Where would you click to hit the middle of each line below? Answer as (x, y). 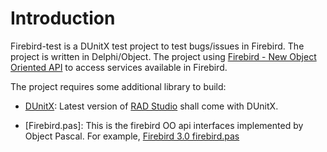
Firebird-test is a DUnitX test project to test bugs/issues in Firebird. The (157, 46)
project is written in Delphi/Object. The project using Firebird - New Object (163, 56)
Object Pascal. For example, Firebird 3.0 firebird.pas (132, 136)
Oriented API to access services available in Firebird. (119, 67)
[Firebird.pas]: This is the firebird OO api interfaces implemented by (164, 125)
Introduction (63, 18)
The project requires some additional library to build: (118, 86)
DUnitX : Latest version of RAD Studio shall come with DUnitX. (151, 106)
